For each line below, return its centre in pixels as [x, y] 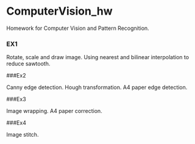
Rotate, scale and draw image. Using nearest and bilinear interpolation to [98, 57]
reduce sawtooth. [28, 64]
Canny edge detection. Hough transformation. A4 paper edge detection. [97, 87]
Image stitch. [23, 135]
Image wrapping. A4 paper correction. [54, 111]
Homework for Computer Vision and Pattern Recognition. [78, 28]
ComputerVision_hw [59, 11]
